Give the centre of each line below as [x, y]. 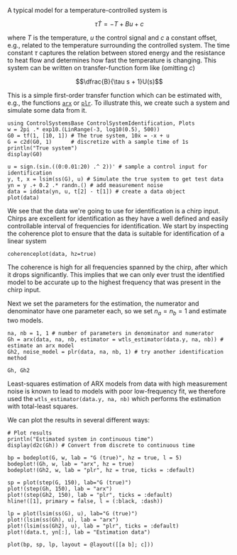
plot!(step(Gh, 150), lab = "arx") [60, 488]
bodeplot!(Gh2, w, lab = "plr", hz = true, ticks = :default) [101, 470]
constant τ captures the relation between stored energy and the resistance [116, 53]
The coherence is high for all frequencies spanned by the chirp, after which [118, 267]
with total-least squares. [43, 406]
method [17, 358]
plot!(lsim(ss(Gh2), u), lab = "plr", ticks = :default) [93, 526]
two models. [26, 320]
